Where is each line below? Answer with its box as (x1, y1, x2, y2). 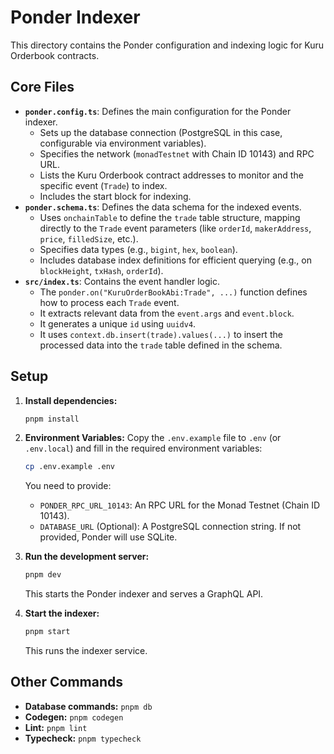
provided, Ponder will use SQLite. (39, 531, 178, 543)
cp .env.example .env (24, 462, 115, 472)
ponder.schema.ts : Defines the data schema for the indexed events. (24, 201, 302, 213)
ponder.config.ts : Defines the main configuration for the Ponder (24, 105, 292, 117)
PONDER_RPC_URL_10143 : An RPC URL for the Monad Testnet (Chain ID (39, 499, 320, 511)
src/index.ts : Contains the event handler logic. (24, 275, 220, 287)
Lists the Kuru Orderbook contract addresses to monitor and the (39, 169, 304, 181)
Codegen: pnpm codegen (24, 711, 124, 723)
